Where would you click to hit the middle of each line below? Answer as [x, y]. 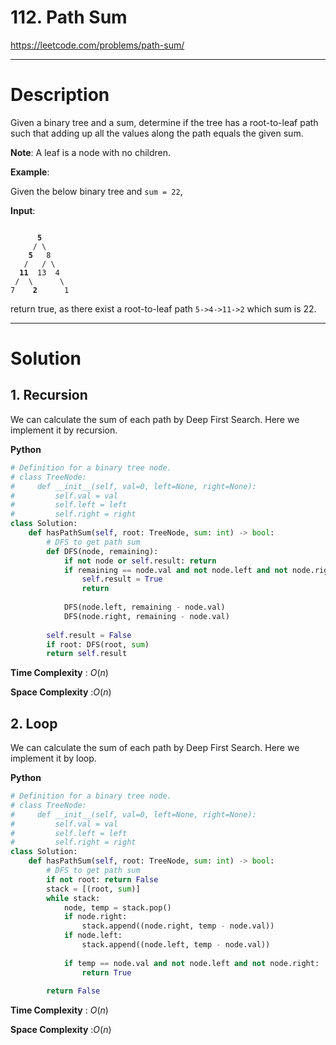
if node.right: [95, 917]
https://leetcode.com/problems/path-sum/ [97, 45]
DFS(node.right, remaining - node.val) [146, 616]
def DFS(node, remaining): [102, 551]
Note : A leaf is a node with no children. [91, 152]
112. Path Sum [69, 17]
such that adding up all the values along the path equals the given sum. [157, 133]
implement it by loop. [53, 758]
